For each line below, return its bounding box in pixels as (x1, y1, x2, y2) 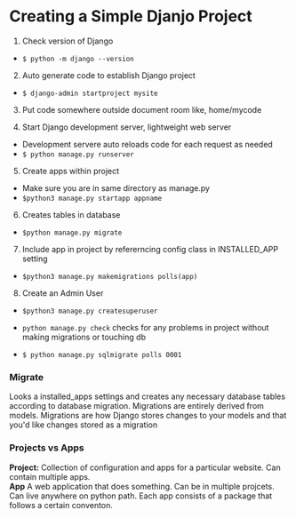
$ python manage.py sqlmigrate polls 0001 (21, 350, 182, 359)
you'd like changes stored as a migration (9, 419, 158, 430)
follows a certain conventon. (9, 499, 114, 510)
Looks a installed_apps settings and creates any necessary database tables (9, 391, 286, 402)
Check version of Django (21, 36, 114, 46)
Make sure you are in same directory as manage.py (21, 182, 211, 193)
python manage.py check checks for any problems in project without (21, 322, 269, 332)
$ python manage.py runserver (21, 149, 135, 159)
